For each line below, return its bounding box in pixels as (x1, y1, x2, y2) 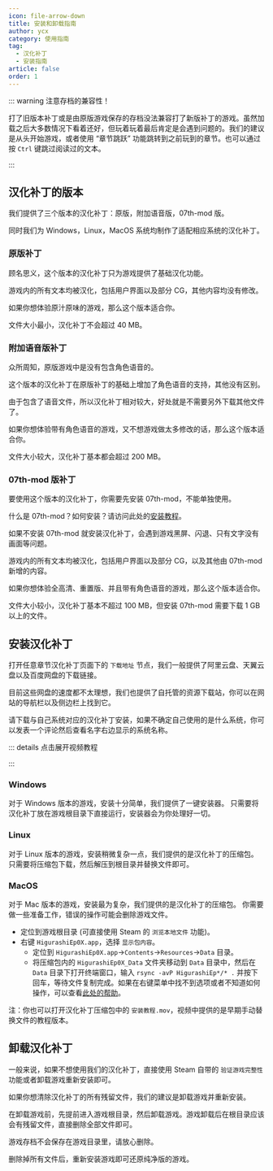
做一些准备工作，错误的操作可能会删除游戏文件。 (8, 910, 172, 920)
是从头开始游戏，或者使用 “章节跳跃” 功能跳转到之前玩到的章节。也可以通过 (8, 133, 262, 143)
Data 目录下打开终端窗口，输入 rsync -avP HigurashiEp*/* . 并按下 (32, 968, 258, 977)
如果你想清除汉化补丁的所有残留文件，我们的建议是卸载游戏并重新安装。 (8, 1091, 250, 1102)
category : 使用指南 (8, 34, 70, 43)
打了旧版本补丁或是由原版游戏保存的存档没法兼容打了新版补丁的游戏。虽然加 (8, 113, 265, 123)
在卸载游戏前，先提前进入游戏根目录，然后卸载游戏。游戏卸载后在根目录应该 (8, 1109, 265, 1119)
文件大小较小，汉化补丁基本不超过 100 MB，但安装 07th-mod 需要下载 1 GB (8, 601, 261, 611)
